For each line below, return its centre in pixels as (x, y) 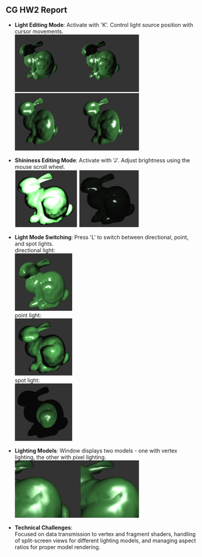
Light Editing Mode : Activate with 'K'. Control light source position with (104, 24)
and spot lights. (34, 244)
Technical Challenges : (43, 527)
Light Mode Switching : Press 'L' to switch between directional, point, (101, 237)
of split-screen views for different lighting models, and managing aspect (105, 540)
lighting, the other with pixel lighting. (60, 457)
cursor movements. (39, 31)
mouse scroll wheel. (40, 166)
